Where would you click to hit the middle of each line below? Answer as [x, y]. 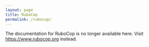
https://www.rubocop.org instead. [41, 39]
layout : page [19, 10]
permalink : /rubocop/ [29, 19]
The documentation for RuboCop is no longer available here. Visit [74, 34]
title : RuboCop [22, 15]
